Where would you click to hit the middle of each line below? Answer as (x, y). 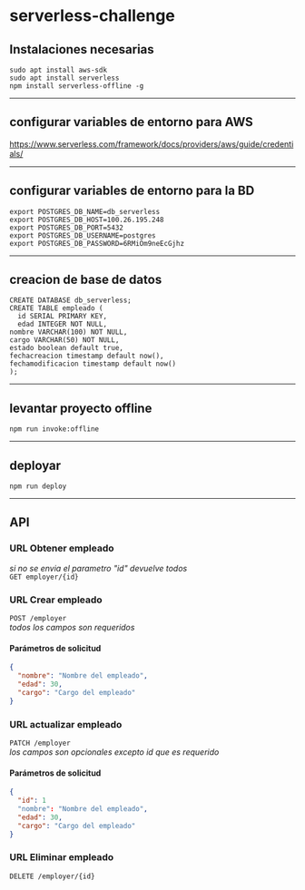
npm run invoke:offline (54, 429)
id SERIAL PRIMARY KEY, (62, 317)
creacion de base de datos (86, 280)
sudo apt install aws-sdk (58, 70)
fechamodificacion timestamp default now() (93, 364)
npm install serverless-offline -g (77, 86)
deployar (35, 465)
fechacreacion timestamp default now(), (87, 356)
